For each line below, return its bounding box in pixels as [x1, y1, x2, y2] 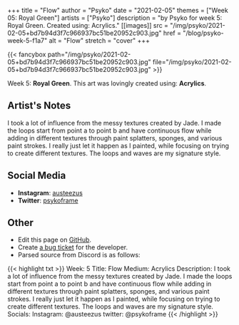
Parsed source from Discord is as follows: [17, 251, 141, 259]
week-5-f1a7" [7, 36, 48, 45]
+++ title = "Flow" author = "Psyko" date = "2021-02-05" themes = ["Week [7, 6, 228, 14]
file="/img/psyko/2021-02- [152, 58, 232, 66]
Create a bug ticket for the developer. [17, 243, 128, 252]
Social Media [7, 170, 66, 182]
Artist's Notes [7, 100, 71, 112]
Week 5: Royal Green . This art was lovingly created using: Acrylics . [7, 79, 207, 88]
